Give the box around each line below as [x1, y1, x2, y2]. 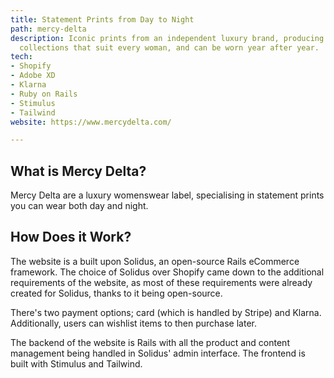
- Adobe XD [10, 71, 56, 81]
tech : [10, 52, 33, 62]
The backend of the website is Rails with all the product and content [10, 336, 290, 348]
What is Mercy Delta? [10, 162, 147, 180]
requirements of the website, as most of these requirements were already [10, 276, 313, 288]
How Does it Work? [10, 229, 132, 246]
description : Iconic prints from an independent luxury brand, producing [10, 33, 325, 43]
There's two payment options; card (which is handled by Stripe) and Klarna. [10, 306, 322, 318]
